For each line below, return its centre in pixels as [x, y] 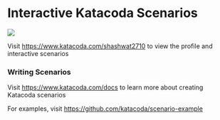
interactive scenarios [38, 53]
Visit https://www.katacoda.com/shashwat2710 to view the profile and [110, 46]
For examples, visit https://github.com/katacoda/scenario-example [105, 109]
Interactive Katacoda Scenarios [103, 13]
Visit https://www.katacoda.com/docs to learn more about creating [105, 87]
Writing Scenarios [39, 72]
